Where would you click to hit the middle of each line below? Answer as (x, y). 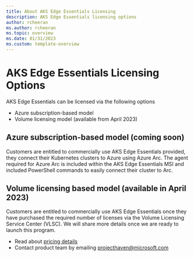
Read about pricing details (46, 242)
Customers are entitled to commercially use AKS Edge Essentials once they (96, 211)
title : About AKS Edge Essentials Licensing (61, 11)
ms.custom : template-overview (43, 44)
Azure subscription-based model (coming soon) (95, 138)
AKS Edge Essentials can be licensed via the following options (81, 101)
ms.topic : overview (30, 33)
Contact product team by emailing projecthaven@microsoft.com (91, 248)
